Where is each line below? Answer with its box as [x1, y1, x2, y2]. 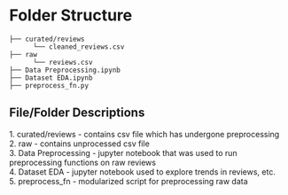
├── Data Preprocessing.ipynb [9, 66, 121, 74]
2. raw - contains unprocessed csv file [9, 138, 151, 149]
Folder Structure [9, 5, 133, 26]
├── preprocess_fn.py [9, 81, 90, 90]
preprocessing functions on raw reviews [9, 157, 157, 168]
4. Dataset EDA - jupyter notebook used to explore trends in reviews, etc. [9, 166, 276, 177]
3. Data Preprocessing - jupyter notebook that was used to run [9, 147, 237, 158]
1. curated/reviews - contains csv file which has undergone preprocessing [9, 129, 280, 139]
